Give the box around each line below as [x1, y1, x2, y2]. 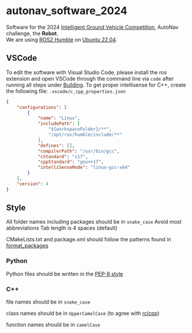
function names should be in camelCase [6, 321, 101, 328]
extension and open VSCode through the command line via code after [6, 75, 174, 82]
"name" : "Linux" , [37, 115, 81, 121]
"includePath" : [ [37, 121, 81, 127]
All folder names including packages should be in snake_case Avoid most [6, 218, 182, 225]
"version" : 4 [16, 181, 49, 187]
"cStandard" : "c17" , [37, 154, 88, 159]
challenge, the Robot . [6, 29, 59, 36]
